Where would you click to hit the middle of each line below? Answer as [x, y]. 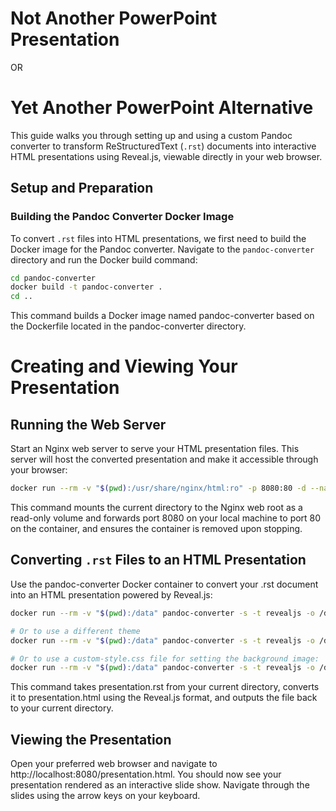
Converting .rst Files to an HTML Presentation [158, 560]
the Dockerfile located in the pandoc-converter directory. [128, 326]
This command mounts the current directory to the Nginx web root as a [156, 508]
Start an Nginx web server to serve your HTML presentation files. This [155, 449]
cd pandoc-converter [53, 278]
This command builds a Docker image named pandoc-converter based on [162, 316]
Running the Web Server [88, 424]
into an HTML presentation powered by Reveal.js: [111, 594]
